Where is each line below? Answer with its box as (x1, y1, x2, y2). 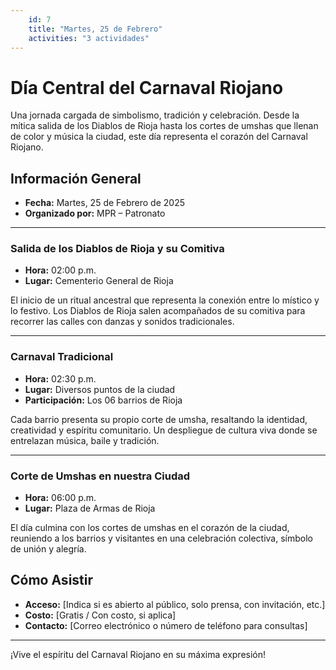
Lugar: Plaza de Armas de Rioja (24, 502, 156, 515)
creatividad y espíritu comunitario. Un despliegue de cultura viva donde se (10, 424, 318, 436)
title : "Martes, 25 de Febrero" (28, 24, 163, 34)
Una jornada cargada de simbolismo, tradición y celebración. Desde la (10, 109, 300, 121)
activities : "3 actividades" (28, 33, 150, 43)
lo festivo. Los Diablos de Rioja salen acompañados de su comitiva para (10, 305, 306, 317)
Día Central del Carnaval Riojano (10, 76, 284, 99)
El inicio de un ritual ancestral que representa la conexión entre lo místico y (10, 294, 320, 306)
